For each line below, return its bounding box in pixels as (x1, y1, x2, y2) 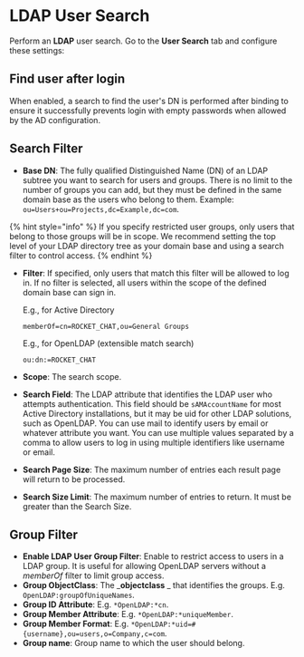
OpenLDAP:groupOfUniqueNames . (22, 590, 136, 601)
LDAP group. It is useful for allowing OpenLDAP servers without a (22, 561, 267, 572)
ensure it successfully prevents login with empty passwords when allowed (9, 105, 287, 116)
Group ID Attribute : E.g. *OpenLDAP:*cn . (22, 599, 169, 610)
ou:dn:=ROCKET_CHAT (22, 355, 97, 364)
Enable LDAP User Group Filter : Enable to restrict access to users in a (22, 551, 284, 562)
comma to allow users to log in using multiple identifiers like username (22, 437, 285, 448)
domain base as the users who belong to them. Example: (22, 194, 234, 205)
